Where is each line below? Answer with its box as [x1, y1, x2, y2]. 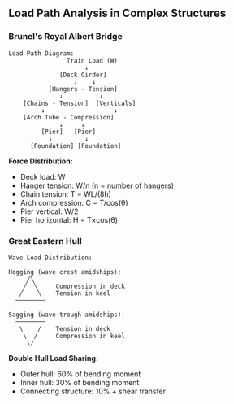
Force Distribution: [8, 156, 73, 166]
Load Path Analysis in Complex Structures [8, 7, 227, 20]
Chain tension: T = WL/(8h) [19, 189, 112, 198]
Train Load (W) [66, 56, 118, 64]
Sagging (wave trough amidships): [8, 311, 126, 319]
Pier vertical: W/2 [19, 206, 79, 216]
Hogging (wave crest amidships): [8, 267, 122, 276]
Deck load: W [19, 172, 66, 181]
